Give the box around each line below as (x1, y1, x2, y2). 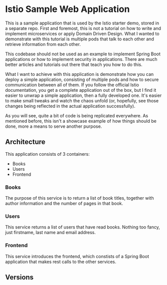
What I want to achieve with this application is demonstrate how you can (5, 71, 154, 77)
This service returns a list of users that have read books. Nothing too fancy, (5, 224, 161, 230)
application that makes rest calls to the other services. (5, 259, 117, 265)
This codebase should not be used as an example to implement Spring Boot (5, 51, 161, 57)
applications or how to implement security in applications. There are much (5, 56, 158, 62)
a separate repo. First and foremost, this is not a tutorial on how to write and (5, 25, 161, 31)
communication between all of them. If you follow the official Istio (5, 81, 140, 88)
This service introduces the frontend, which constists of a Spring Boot (5, 253, 150, 259)
